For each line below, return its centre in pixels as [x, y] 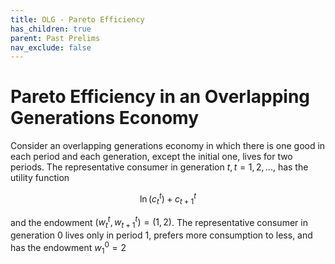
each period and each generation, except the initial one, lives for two [151, 157]
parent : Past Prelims [55, 38]
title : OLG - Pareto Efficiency [77, 19]
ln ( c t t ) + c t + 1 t [168, 199]
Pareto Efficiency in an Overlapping [160, 97]
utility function [40, 178]
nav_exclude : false [51, 47]
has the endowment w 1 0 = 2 [68, 248]
